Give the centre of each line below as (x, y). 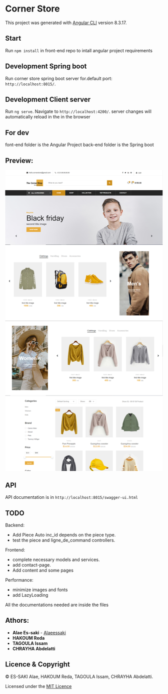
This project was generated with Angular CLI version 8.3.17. (66, 23)
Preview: (19, 160)
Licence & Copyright (37, 665)
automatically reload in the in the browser (48, 117)
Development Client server (48, 99)
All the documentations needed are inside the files (57, 605)
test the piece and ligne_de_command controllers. (64, 540)
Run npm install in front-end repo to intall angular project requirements (79, 50)
